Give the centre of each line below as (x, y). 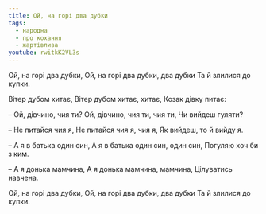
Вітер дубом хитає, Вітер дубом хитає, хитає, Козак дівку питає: (117, 99)
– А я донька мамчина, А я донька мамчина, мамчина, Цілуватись (120, 169)
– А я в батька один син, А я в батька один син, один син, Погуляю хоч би (133, 145)
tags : (17, 23)
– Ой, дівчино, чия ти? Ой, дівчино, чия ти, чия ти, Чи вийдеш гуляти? (126, 115)
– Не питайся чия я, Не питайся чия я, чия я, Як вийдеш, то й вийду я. (126, 130)
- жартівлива (37, 45)
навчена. (23, 177)
